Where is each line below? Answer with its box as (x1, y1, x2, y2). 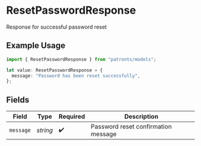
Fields (6, 95, 30, 105)
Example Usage (6, 41, 66, 51)
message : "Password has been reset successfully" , (11, 73, 141, 79)
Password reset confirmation (90, 123, 172, 131)
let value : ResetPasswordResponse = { (6, 67, 103, 73)
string (36, 126, 53, 135)
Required (59, 113, 86, 121)
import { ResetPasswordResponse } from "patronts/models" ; (6, 56, 157, 63)
